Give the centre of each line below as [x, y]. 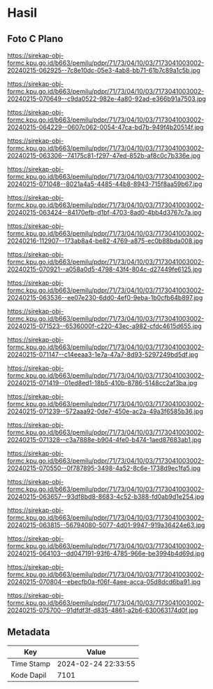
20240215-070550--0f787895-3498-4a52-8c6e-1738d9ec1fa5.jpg [104, 468]
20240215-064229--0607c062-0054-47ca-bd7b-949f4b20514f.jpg [105, 127]
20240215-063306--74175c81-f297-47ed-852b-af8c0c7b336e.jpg [104, 156]
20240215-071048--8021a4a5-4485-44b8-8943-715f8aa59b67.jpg [105, 184]
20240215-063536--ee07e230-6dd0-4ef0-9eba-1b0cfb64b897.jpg [105, 298]
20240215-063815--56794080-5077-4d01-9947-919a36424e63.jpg [106, 525]
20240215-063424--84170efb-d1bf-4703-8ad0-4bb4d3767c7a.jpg [104, 212]
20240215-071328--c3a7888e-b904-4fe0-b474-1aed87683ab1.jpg [104, 440]
